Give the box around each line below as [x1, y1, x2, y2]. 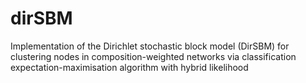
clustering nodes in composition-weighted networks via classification [10, 50, 297, 62]
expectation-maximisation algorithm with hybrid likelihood [10, 61, 249, 73]
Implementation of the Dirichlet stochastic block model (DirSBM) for [10, 40, 290, 52]
